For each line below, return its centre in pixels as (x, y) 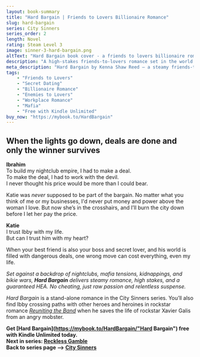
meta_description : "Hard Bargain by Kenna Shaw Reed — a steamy (87, 67)
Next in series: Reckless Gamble (47, 341)
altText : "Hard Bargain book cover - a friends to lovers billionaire (96, 56)
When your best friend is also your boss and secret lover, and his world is (96, 250)
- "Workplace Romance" (45, 100)
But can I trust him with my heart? (47, 238)
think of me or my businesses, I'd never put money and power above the (95, 201)
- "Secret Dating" (40, 84)
